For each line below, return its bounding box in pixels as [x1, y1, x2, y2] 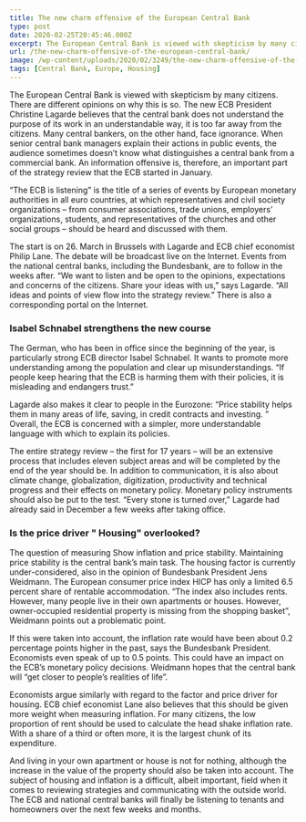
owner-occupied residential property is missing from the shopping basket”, [9, 606, 291, 617]
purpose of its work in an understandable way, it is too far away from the [9, 118, 282, 129]
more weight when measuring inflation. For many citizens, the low [9, 709, 257, 720]
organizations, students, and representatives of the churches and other [9, 213, 277, 224]
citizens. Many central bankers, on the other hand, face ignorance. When [9, 128, 284, 139]
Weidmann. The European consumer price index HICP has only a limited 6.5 [9, 577, 293, 588]
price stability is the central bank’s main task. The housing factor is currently [9, 557, 296, 568]
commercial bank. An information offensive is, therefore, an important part [9, 157, 289, 168]
